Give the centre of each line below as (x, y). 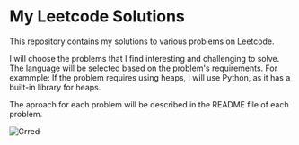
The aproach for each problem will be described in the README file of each (149, 104)
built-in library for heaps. (55, 87)
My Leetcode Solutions (97, 17)
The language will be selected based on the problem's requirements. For (144, 68)
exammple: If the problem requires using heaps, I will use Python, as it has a (150, 77)
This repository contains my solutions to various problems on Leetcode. (142, 41)
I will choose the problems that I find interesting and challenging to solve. (145, 58)
